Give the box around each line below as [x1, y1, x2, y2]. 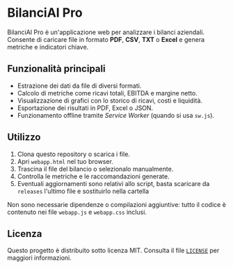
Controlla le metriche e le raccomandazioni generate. [17, 172, 170, 180]
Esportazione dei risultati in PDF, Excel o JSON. [17, 103, 154, 112]
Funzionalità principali [7, 63, 106, 75]
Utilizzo [7, 131, 41, 144]
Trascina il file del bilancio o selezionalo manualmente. [17, 164, 174, 173]
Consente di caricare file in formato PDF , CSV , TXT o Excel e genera [7, 35, 205, 43]
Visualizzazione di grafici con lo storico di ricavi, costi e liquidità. [17, 96, 203, 105]
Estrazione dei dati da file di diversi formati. [17, 82, 142, 90]
